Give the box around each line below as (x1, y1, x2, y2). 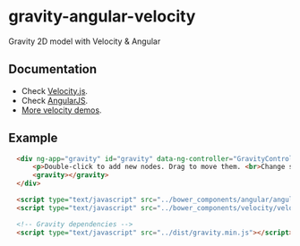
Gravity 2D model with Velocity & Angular (8, 36, 161, 47)
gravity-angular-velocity (8, 6, 196, 27)
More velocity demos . (21, 105, 102, 115)
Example (8, 131, 58, 146)
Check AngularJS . (21, 95, 89, 106)
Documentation (8, 62, 98, 77)
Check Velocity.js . (21, 85, 89, 96)
